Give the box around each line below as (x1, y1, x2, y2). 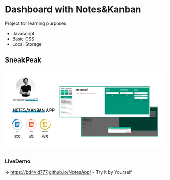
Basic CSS (12, 36, 34, 42)
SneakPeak (5, 56, 42, 65)
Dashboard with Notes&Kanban (5, 4, 141, 15)
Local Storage (12, 41, 42, 47)
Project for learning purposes (5, 20, 67, 26)
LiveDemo (5, 158, 31, 165)
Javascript (12, 30, 35, 36)
